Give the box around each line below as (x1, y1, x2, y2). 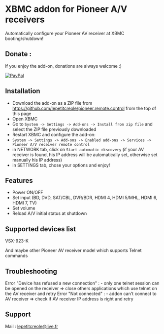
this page (12, 110, 32, 117)
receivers (5, 14, 45, 25)
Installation (5, 87, 40, 95)
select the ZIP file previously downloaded (12, 126, 97, 132)
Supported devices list (5, 225, 76, 233)
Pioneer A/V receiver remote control (12, 142, 90, 147)
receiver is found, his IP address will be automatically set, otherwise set (12, 152, 158, 158)
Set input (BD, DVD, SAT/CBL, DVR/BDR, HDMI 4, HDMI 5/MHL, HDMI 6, (12, 195, 158, 201)
